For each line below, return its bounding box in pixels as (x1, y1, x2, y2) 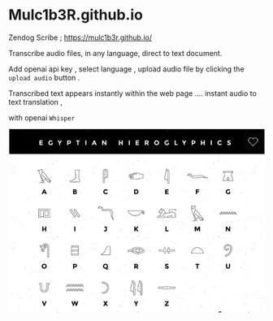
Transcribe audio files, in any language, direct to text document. (8, 48, 223, 58)
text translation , (8, 97, 63, 106)
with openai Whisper (8, 112, 76, 123)
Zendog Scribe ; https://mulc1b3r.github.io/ (8, 33, 153, 42)
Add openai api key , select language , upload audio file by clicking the (8, 63, 245, 74)
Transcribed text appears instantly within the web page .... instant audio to (8, 88, 258, 98)
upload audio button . (8, 72, 80, 82)
